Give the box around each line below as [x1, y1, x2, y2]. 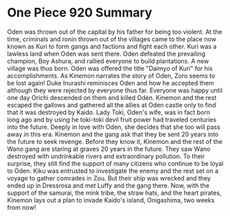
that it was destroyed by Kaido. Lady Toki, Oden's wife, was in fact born [7, 108, 211, 116]
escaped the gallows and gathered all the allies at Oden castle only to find [7, 101, 216, 109]
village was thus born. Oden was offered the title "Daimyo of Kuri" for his [7, 64, 213, 72]
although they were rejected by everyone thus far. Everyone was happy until [7, 86, 223, 94]
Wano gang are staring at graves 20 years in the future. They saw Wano [7, 145, 211, 153]
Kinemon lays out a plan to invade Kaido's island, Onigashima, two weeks [7, 196, 215, 204]
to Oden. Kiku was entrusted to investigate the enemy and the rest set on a [7, 167, 219, 175]
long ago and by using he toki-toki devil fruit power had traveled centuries [7, 115, 217, 123]
